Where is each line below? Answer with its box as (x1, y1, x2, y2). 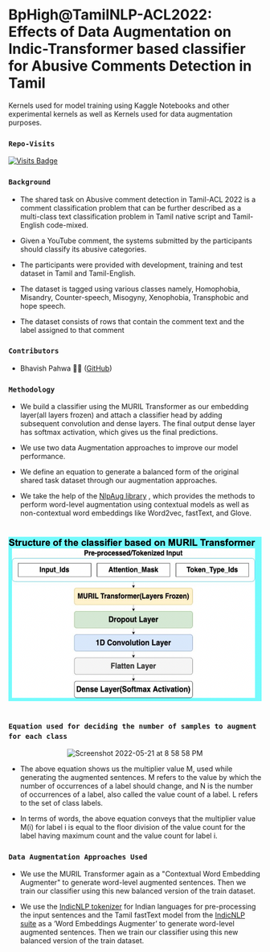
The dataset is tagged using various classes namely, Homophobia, (19, 284, 240, 293)
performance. (19, 452, 66, 462)
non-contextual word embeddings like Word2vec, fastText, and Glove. (19, 508, 252, 518)
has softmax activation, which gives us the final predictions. (19, 428, 219, 437)
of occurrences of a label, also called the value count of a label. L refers (19, 790, 259, 799)
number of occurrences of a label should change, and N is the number (19, 782, 253, 791)
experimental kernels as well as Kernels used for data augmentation (8, 109, 233, 118)
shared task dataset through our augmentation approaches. (19, 476, 218, 486)
